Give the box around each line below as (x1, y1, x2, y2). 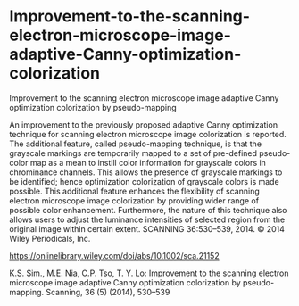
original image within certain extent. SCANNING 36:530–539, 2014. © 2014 (9, 223, 286, 234)
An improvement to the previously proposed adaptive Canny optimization (9, 119, 278, 130)
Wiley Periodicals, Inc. (9, 233, 91, 244)
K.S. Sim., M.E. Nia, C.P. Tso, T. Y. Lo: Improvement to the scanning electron (9, 268, 289, 278)
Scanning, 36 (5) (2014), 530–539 (46, 286, 170, 297)
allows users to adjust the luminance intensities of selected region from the (9, 214, 286, 225)
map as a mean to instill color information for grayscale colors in (29, 157, 266, 168)
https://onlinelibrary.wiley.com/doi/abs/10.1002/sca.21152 (9, 250, 220, 261)
